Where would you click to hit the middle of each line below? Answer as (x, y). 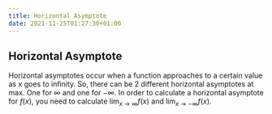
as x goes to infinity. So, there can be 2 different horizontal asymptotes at (131, 84)
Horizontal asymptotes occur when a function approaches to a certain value (136, 76)
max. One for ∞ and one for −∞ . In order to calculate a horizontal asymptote (136, 93)
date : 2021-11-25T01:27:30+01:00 (65, 23)
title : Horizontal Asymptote (58, 16)
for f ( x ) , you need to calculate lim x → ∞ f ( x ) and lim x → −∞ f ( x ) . (110, 102)
